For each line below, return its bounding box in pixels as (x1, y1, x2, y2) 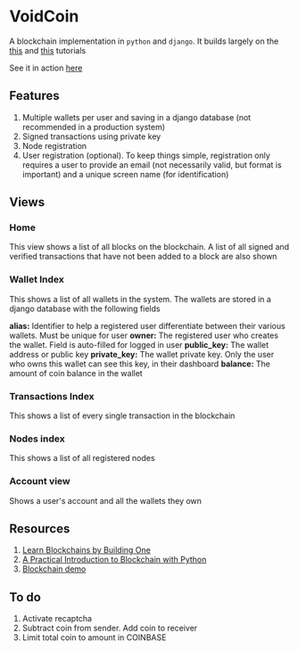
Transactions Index (9, 390, 95, 402)
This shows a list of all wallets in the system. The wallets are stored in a (9, 293, 272, 304)
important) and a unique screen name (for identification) (21, 169, 229, 179)
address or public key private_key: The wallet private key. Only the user (9, 349, 275, 359)
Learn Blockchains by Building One (21, 545, 152, 555)
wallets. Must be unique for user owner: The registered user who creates (9, 330, 279, 341)
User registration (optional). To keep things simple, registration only (21, 150, 270, 160)
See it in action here (9, 62, 83, 73)
